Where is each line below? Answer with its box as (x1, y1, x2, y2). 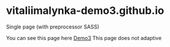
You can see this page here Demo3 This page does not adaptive (6, 34, 162, 41)
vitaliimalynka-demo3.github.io (6, 4, 165, 17)
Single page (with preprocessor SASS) (6, 23, 99, 30)
